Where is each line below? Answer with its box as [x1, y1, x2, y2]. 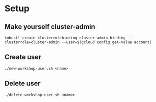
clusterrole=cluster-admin [4, 40, 60, 45]
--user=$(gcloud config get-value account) [61, 40, 152, 45]
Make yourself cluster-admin [4, 23, 95, 31]
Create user [4, 53, 42, 61]
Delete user [4, 79, 41, 88]
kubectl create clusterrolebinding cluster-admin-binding [4, 35, 126, 40]
